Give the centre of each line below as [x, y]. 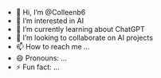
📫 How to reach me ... [53, 47]
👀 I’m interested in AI [50, 21]
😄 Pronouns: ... [41, 58]
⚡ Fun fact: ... [37, 67]
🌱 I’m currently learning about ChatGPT [80, 29]
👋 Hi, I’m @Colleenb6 [51, 12]
